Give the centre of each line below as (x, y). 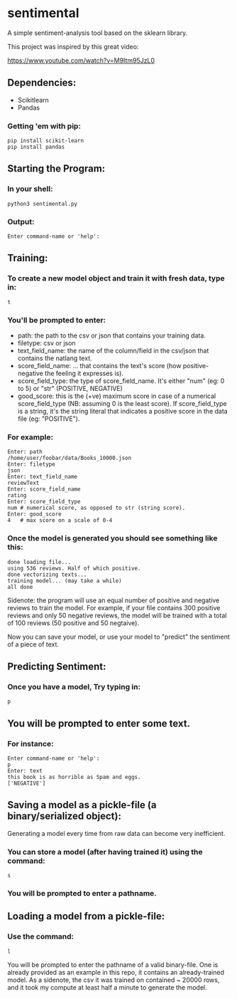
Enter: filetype (31, 464)
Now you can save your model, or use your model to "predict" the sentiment (119, 637)
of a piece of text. (33, 644)
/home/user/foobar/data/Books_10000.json (70, 458)
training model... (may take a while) (65, 581)
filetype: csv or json (46, 343)
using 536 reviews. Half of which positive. (74, 568)
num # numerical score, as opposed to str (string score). (97, 508)
